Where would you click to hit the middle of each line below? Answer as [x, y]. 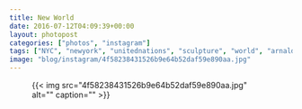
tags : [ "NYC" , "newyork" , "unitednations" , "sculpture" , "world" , [136, 51]
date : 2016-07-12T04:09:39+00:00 [72, 26]
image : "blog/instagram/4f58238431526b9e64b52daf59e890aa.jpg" [130, 59]
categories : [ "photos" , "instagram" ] [80, 43]
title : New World [42, 18]
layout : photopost [44, 34]
